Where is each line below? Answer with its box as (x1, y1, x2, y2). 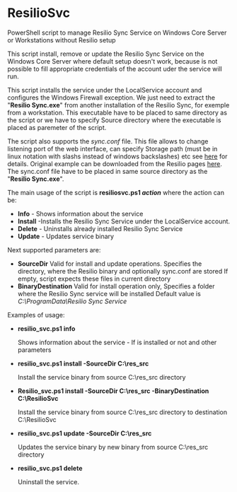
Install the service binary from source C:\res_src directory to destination (17, 408, 228, 416)
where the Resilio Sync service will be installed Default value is (17, 289, 202, 298)
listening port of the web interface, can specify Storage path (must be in (7, 144, 218, 153)
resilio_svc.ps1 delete (17, 464, 83, 472)
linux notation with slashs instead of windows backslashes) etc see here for (7, 152, 228, 160)
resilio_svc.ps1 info (17, 324, 76, 333)
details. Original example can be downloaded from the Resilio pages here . (7, 159, 223, 168)
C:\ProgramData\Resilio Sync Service (17, 297, 127, 305)
